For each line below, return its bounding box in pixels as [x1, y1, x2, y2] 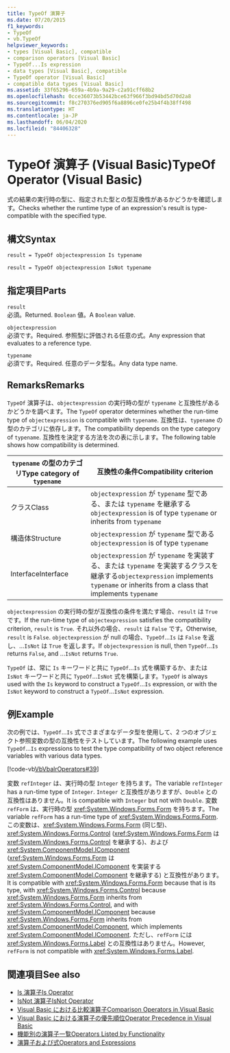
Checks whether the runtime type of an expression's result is [18, 204, 190, 212]
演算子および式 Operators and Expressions [16, 1039, 136, 1047]
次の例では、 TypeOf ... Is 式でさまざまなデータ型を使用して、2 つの [7, 728, 194, 736]
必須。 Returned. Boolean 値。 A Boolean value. [7, 310, 136, 319]
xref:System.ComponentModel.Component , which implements [7, 922, 183, 931]
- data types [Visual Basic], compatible [7, 67, 127, 74]
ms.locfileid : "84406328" [7, 125, 81, 132]
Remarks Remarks [7, 379, 85, 392]
